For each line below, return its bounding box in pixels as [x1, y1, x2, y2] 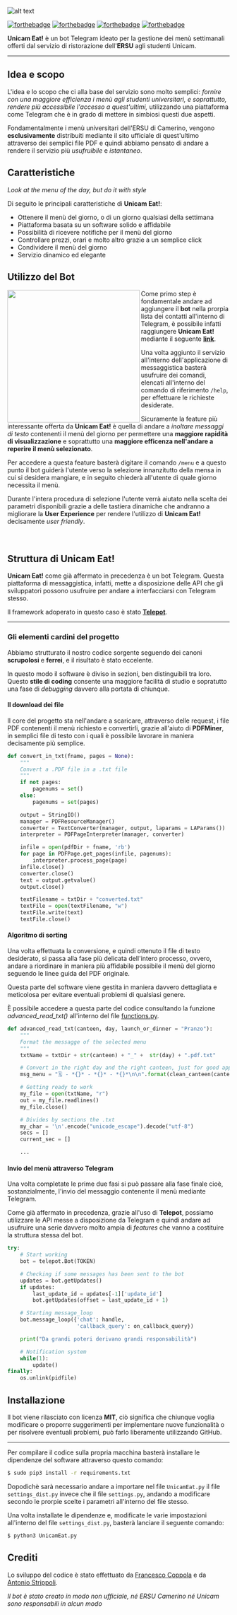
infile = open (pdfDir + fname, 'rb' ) [20, 844, 131, 851]
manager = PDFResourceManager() [20, 817, 115, 825]
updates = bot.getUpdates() [20, 1277, 102, 1284]
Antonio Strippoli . [7, 1578, 58, 1587]
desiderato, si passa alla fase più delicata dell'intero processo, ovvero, [7, 955, 212, 963]
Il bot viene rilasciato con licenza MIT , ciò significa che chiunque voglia [7, 1413, 215, 1421]
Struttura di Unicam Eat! [7, 552, 115, 565]
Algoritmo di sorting [7, 931, 68, 940]
